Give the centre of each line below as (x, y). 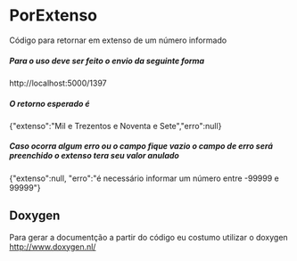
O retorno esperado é (50, 103)
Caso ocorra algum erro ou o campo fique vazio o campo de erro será (141, 146)
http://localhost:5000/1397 (58, 83)
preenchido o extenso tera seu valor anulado (95, 156)
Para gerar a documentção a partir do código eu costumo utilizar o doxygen (148, 237)
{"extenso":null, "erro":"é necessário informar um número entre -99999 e (144, 178)
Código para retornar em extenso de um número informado (118, 40)
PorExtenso (54, 16)
